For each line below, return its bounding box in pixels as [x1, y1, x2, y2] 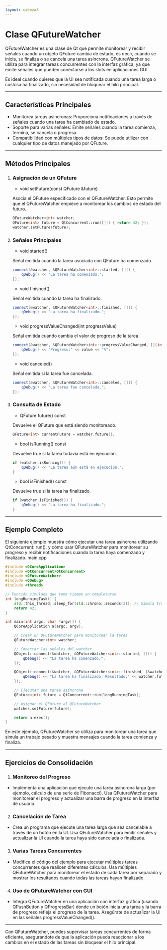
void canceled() [19, 361, 52, 367]
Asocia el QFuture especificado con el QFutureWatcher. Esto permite [12, 195, 153, 201]
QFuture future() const [19, 412, 66, 418]
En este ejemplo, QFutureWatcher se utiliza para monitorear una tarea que [5, 729, 157, 735]
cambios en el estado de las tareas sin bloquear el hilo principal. [5, 939, 137, 945]
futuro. [12, 206, 26, 212]
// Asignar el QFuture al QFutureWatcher [14, 701, 101, 706]
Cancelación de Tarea [12, 813, 66, 820]
